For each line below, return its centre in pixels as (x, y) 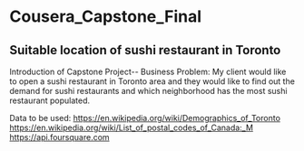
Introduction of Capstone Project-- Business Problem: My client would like (148, 71)
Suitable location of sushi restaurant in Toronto (145, 50)
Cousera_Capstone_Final (106, 17)
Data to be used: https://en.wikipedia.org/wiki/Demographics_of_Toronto (145, 118)
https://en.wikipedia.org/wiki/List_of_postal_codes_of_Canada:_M (132, 127)
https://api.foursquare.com (60, 137)
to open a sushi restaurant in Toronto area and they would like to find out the (152, 81)
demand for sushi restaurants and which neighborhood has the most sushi (148, 91)
